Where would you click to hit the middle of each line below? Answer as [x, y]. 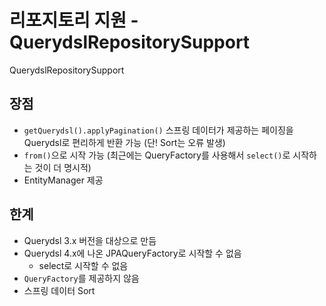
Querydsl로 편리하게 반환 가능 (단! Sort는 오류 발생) [124, 142]
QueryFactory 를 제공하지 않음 [81, 278]
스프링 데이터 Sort [59, 290]
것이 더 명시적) [63, 167]
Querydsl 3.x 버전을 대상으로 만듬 [90, 240]
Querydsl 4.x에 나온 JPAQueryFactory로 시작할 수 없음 [132, 253]
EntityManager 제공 [63, 180]
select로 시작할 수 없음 [83, 265]
